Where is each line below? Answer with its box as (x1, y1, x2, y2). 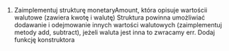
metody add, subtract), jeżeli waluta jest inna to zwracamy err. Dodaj (13, 28, 215, 36)
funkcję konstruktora (13, 36, 75, 44)
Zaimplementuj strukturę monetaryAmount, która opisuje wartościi (13, 6, 208, 14)
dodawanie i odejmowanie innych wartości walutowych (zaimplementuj (13, 21, 222, 29)
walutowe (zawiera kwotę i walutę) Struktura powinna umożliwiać (13, 13, 206, 22)
